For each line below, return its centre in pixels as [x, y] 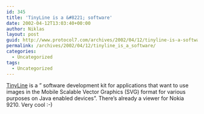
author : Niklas [25, 29]
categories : [21, 52]
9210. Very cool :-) [29, 105]
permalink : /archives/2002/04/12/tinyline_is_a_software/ [81, 46]
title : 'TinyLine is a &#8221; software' [59, 18]
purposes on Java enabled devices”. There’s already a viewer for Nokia [95, 98]
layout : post [23, 35]
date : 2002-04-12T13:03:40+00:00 [49, 23]
